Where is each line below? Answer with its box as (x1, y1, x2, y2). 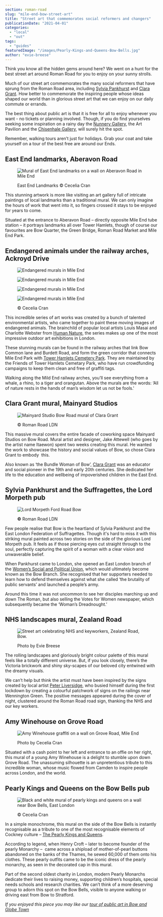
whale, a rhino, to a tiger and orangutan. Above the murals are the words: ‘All (5, 380, 159, 386)
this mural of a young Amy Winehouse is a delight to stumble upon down (5, 755, 151, 760)
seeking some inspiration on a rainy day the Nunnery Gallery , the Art (5, 121, 142, 127)
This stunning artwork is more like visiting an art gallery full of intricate (5, 192, 146, 198)
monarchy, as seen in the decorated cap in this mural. (5, 862, 113, 868)
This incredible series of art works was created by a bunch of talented (5, 315, 146, 320)
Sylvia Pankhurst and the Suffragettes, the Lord (5, 486, 152, 494)
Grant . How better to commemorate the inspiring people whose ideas (5, 91, 144, 97)
